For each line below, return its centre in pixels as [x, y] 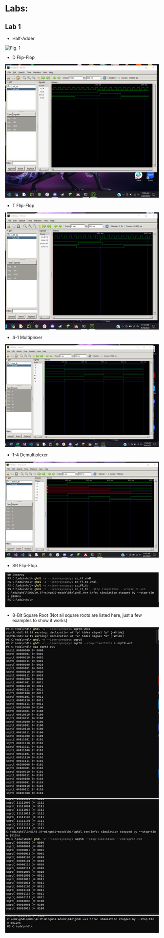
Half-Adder [23, 38]
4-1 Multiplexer [27, 338]
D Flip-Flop [23, 57]
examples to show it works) [40, 621]
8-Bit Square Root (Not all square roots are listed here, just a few [77, 615]
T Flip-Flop [23, 205]
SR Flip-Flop [25, 566]
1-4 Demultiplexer [30, 455]
